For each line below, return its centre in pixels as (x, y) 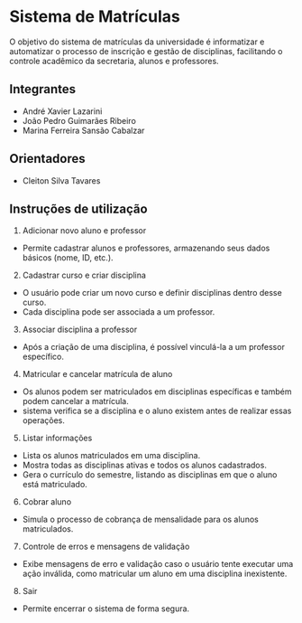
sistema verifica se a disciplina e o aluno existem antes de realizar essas (157, 411)
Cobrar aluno (47, 502)
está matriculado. (55, 485)
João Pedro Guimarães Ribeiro (79, 120)
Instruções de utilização (78, 208)
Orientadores (47, 159)
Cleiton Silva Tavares (61, 180)
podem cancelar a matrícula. (75, 401)
